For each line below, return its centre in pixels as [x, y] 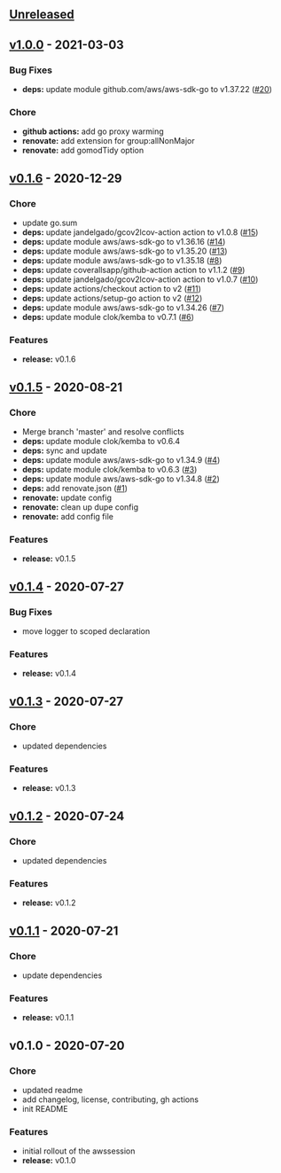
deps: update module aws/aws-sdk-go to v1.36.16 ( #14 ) [124, 242]
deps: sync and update [65, 450]
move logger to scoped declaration [86, 631]
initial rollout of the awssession [78, 1151]
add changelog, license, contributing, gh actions [110, 1099]
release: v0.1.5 [49, 559]
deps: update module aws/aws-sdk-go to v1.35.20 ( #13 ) [125, 251]
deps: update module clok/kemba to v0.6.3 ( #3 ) [109, 470]
